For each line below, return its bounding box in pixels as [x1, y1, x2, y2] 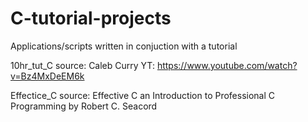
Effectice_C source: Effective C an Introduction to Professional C [10, 89, 276, 101]
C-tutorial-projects [10, 7, 172, 30]
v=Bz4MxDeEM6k [10, 70, 85, 82]
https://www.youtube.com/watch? [156, 59, 298, 71]
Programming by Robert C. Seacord [10, 100, 158, 112]
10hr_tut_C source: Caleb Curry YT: [10, 59, 155, 71]
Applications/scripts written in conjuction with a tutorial [10, 40, 238, 52]
